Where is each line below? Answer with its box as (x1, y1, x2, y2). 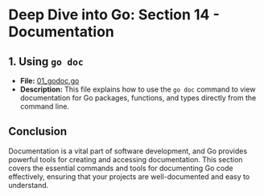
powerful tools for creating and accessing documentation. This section (8, 154, 243, 164)
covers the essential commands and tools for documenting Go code (8, 163, 233, 173)
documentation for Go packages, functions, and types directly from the (19, 93, 257, 102)
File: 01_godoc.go (19, 76, 80, 85)
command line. (19, 102, 70, 111)
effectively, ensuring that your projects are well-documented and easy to (8, 171, 250, 182)
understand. (8, 180, 49, 190)
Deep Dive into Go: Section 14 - (8, 6, 220, 24)
